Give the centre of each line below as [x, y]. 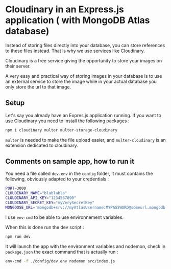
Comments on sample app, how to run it [70, 161]
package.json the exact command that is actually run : [62, 252]
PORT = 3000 [16, 188]
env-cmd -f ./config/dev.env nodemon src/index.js [60, 261]
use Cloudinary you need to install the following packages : [67, 121]
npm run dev [18, 236]
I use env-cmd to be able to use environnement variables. [65, 217]
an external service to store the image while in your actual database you [81, 81]
